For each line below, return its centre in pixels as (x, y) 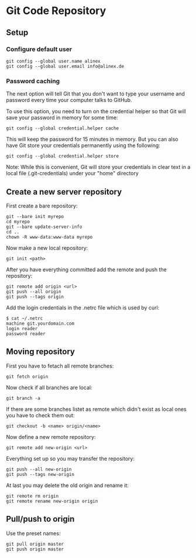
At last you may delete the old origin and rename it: (67, 485)
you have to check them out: (40, 415)
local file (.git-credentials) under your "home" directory (73, 173)
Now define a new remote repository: (51, 437)
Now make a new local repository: (47, 248)
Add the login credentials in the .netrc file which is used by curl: (83, 307)
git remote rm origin (32, 496)
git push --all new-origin (39, 469)
